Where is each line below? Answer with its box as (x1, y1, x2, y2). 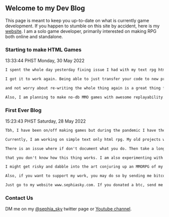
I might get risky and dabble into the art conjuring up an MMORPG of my (5, 164, 163, 170)
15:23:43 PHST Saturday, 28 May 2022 (5, 118, 86, 124)
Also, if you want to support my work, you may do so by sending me (5, 174, 152, 179)
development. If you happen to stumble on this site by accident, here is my (5, 23, 160, 29)
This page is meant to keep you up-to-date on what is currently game (5, 17, 149, 23)
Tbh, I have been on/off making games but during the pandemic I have (5, 128, 156, 133)
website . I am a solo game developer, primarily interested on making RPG (5, 28, 157, 34)
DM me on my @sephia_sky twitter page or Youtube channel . (5, 206, 132, 212)
